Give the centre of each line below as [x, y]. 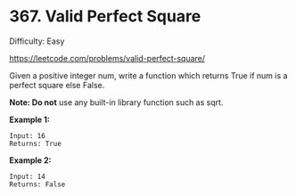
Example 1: [30, 119]
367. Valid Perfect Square [105, 16]
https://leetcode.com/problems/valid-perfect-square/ [107, 58]
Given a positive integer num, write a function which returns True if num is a [148, 75]
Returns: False [37, 184]
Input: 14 [28, 176]
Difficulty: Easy [37, 41]
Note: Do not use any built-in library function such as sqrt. [116, 102]
